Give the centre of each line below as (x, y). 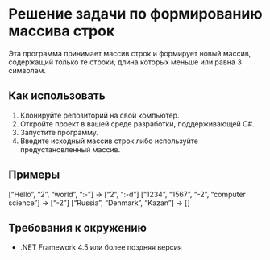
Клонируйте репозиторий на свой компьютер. (100, 115)
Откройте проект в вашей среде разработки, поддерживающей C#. (137, 124)
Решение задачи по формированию (135, 14)
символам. (27, 70)
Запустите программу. (59, 132)
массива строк (62, 31)
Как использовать (57, 96)
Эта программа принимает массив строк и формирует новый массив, (130, 53)
